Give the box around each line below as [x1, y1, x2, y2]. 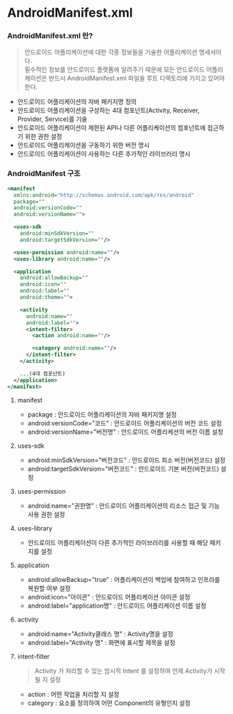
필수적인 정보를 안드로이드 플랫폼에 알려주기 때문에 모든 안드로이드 [24, 65, 205, 74]
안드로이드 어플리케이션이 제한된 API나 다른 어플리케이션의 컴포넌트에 [17, 124, 207, 132]
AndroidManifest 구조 [7, 169, 81, 179]
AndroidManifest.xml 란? [7, 31, 93, 41]
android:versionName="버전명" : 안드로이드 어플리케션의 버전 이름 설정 [27, 428, 224, 436]
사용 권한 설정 [27, 510, 65, 519]
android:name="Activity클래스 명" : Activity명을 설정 [27, 629, 174, 638]
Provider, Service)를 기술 [17, 115, 88, 123]
